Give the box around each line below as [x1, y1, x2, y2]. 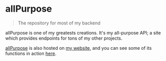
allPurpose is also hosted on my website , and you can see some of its [5, 45, 152, 51]
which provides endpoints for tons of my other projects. [5, 35, 123, 41]
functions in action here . [5, 50, 57, 56]
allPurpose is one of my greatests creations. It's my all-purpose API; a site [5, 29, 161, 36]
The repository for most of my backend [17, 20, 101, 26]
